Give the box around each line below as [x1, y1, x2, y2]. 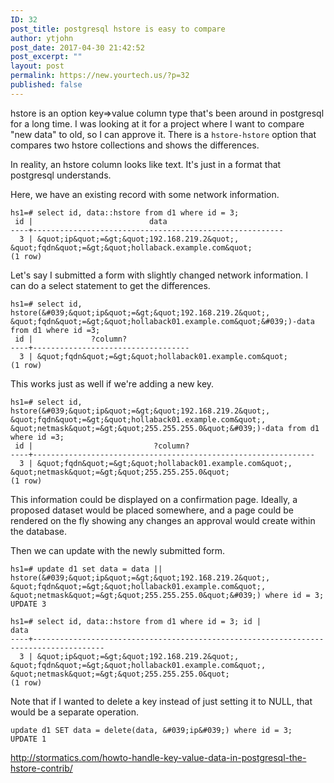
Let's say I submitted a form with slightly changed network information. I [10, 269, 308, 281]
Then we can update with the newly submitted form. [10, 544, 226, 556]
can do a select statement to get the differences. [10, 279, 211, 291]
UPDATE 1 [10, 734, 47, 744]
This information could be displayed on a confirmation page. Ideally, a [10, 493, 298, 505]
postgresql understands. [10, 169, 112, 181]
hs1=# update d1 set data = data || [10, 564, 163, 574]
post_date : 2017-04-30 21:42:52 [10, 42, 145, 53]
